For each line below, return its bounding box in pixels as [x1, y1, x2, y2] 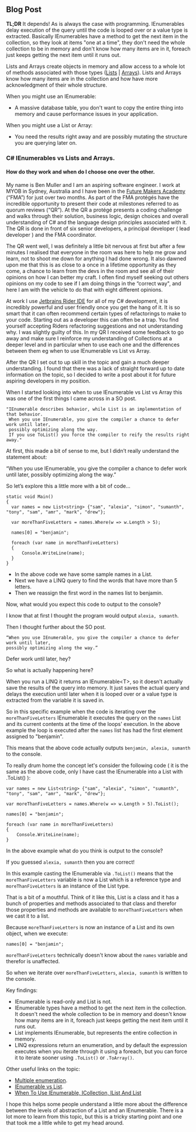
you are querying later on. [14, 139, 77, 146]
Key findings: [6, 987, 38, 994]
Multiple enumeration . [14, 1076, 68, 1083]
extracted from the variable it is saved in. [6, 697, 105, 704]
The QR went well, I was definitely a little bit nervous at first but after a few [6, 243, 185, 250]
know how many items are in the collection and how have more [6, 75, 158, 82]
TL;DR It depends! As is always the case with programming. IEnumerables [6, 20, 185, 27]
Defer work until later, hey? [6, 655, 71, 662]
